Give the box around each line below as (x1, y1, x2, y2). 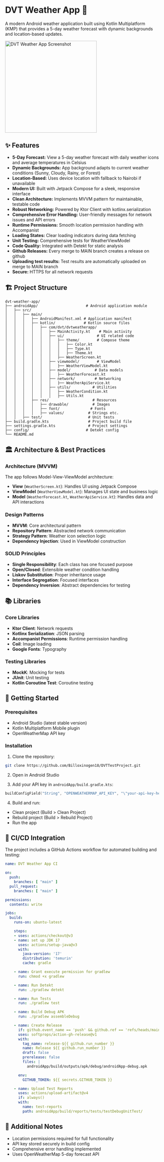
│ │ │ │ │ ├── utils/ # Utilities (5, 384, 117, 390)
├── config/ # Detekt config (5, 427, 119, 432)
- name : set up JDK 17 (14, 938, 60, 943)
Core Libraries (5, 614, 40, 621)
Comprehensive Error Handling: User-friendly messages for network (12, 212, 152, 217)
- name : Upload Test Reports (14, 1086, 73, 1091)
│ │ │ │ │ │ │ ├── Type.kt (5, 346, 91, 351)
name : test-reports (22, 1104, 62, 1109)
